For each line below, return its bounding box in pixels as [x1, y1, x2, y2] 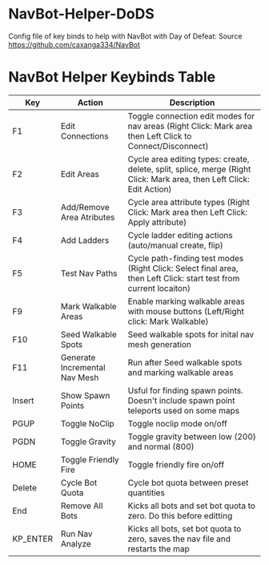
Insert [12, 394, 34, 406]
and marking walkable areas [127, 366, 234, 377]
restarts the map [127, 543, 190, 554]
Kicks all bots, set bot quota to [127, 523, 242, 534]
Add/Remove [60, 201, 110, 212]
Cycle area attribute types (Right [127, 196, 251, 208]
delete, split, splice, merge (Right [127, 163, 251, 175]
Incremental [60, 361, 106, 373]
